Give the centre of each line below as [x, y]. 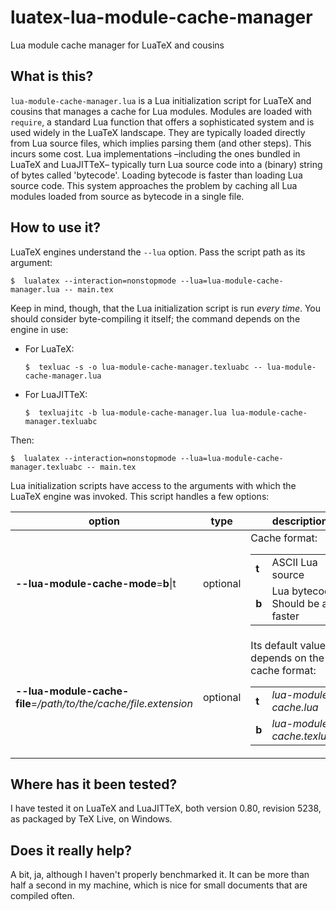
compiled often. [42, 896]
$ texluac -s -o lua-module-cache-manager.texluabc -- [143, 367]
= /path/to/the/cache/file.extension [111, 703]
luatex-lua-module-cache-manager [161, 17]
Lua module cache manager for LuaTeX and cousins [117, 45]
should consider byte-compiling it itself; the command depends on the [155, 318]
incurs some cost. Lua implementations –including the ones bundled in [155, 153]
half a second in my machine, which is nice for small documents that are [159, 885]
